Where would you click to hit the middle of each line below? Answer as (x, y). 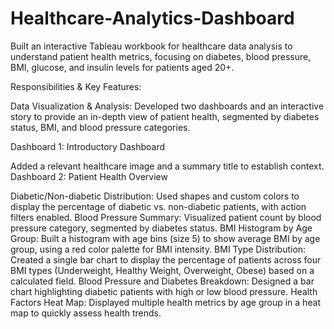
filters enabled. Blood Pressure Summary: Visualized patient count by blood (166, 217)
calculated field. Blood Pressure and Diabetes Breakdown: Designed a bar (162, 281)
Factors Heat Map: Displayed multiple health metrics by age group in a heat (166, 302)
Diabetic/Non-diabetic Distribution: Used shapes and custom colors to (155, 196)
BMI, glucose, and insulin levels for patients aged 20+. (122, 67)
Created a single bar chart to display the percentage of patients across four (166, 259)
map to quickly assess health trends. (86, 313)
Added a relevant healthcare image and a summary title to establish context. (167, 166)
